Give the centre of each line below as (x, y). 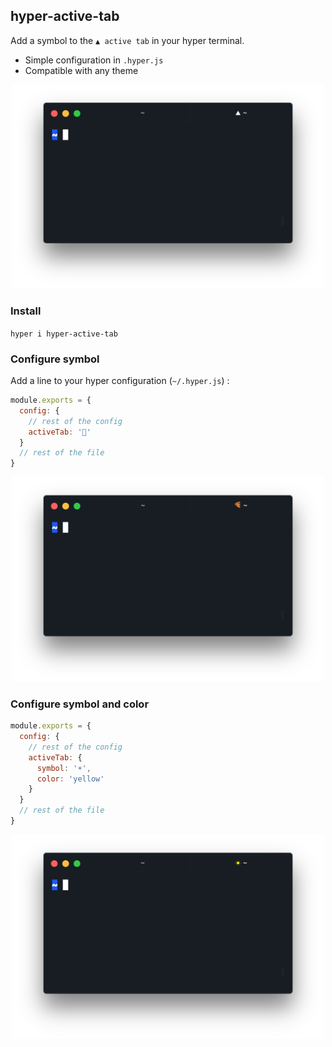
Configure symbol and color (80, 704)
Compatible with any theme (81, 70)
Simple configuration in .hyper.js (94, 60)
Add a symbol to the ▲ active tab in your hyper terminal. (127, 40)
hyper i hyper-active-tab (64, 334)
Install (26, 311)
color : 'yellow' (70, 779)
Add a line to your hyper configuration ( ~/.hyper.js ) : (120, 381)
